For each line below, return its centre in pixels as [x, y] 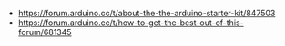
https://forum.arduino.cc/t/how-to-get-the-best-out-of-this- [131, 23]
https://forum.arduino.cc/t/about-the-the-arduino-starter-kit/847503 [147, 13]
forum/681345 [45, 32]
